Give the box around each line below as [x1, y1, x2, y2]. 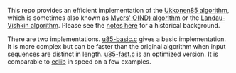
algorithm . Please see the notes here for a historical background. [31, 21, 220, 29]
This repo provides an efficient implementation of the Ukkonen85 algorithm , [7, 6, 230, 14]
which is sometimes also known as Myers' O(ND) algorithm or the [7, 13, 200, 22]
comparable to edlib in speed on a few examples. [7, 57, 151, 66]
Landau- [200, 13, 226, 22]
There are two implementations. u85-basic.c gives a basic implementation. [7, 35, 226, 43]
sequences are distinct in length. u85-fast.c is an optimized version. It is [7, 50, 219, 58]
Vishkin [7, 21, 30, 29]
